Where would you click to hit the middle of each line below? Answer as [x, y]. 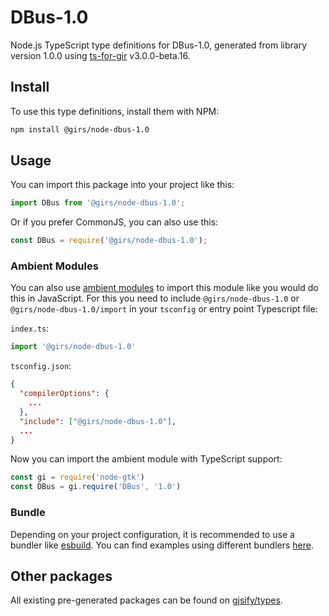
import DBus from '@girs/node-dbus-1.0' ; [98, 203]
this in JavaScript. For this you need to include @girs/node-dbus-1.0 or [155, 298]
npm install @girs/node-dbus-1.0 [80, 129]
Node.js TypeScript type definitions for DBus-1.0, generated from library [159, 45]
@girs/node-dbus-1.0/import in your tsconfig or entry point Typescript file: [164, 309]
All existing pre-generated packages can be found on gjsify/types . [146, 600]
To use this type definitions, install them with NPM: [115, 111]
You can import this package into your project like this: [122, 185]
